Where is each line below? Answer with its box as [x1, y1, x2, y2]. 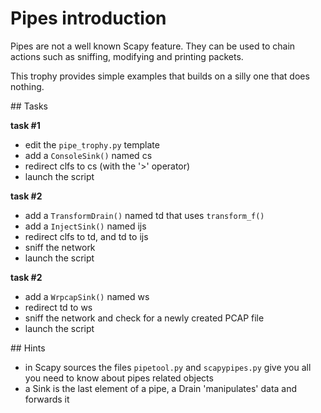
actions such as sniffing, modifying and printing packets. [10, 50, 244, 62]
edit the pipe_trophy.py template [24, 138, 160, 151]
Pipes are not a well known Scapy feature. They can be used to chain [10, 40, 296, 52]
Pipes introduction [10, 7, 167, 30]
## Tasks [10, 100, 49, 112]
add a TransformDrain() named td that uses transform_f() [24, 209, 265, 221]
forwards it [24, 393, 70, 405]
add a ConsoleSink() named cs [24, 149, 153, 161]
